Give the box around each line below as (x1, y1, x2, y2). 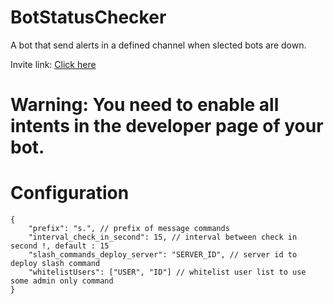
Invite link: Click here (10, 58, 97, 70)
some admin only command (10, 276, 114, 286)
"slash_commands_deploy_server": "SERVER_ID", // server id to (28, 250, 298, 260)
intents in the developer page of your (10, 115, 324, 138)
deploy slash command (10, 259, 101, 269)
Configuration (10, 182, 130, 205)
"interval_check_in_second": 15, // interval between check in (28, 232, 298, 243)
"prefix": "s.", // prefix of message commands (28, 224, 230, 234)
